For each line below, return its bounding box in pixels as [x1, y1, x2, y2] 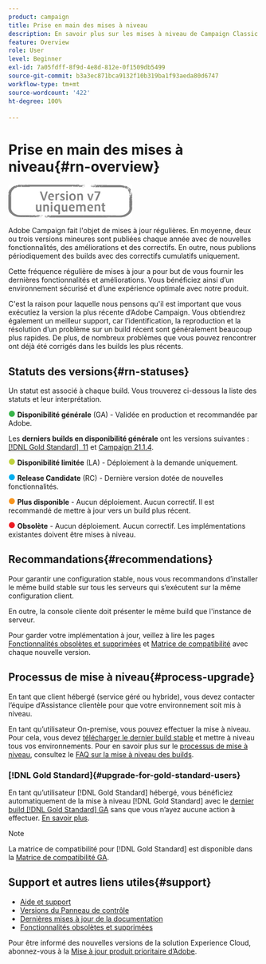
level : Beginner [8, 55, 62, 63]
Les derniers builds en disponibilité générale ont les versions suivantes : [8, 434, 249, 443]
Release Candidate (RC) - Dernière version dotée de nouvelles [17, 474, 224, 482]
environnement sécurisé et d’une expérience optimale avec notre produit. [8, 284, 249, 293]
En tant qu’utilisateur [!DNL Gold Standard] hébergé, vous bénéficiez [8, 787, 233, 797]
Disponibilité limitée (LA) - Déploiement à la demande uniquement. [17, 458, 238, 467]
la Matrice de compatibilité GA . [8, 852, 110, 862]
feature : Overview [8, 38, 69, 46]
